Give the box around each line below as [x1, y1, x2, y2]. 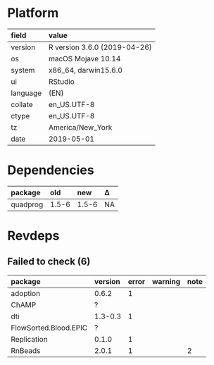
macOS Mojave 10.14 [48, 54, 121, 63]
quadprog [11, 199, 44, 209]
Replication [11, 334, 48, 344]
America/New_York [48, 122, 113, 132]
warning [151, 276, 181, 286]
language [11, 88, 42, 98]
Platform [7, 5, 59, 21]
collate [11, 99, 33, 109]
